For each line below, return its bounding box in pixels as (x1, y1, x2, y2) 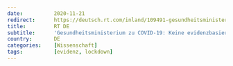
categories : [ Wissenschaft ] (7, 42, 98, 49)
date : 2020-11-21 (7, 10, 85, 17)
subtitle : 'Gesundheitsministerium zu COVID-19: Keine (7, 29, 185, 36)
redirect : (7, 16, 36, 23)
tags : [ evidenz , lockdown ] (7, 49, 113, 56)
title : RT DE (7, 23, 70, 30)
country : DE (7, 36, 60, 43)
